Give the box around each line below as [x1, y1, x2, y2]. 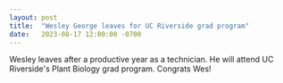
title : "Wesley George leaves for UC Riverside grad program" [9, 21, 250, 30]
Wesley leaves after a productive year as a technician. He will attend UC [9, 54, 274, 65]
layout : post [9, 12, 58, 22]
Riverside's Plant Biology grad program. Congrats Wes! [9, 63, 212, 74]
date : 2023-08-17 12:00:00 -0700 [9, 29, 142, 38]
